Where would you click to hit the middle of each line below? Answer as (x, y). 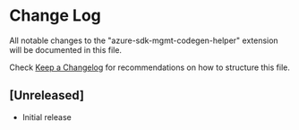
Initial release (47, 117)
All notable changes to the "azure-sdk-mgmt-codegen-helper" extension (144, 40)
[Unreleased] (47, 95)
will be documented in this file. (66, 49)
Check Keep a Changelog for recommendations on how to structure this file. (150, 67)
